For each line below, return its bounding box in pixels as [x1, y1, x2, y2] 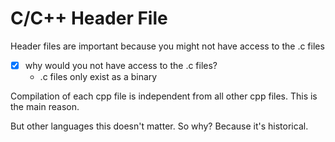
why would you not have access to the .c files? [24, 59, 218, 71]
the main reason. [10, 101, 80, 112]
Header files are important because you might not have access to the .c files [10, 40, 325, 52]
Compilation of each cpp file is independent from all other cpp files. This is [10, 90, 318, 102]
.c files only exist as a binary [39, 71, 158, 82]
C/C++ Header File [10, 7, 168, 30]
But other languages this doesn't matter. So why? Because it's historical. [10, 120, 309, 132]
